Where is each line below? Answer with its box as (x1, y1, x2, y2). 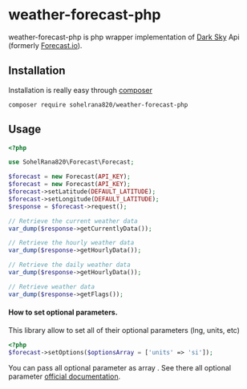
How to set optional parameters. (8, 307, 118, 318)
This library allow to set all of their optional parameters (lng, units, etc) (8, 325, 241, 334)
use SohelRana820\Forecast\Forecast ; (8, 158, 135, 166)
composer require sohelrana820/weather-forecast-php (8, 100, 188, 109)
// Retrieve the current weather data (8, 217, 138, 225)
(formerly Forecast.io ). (8, 40, 83, 50)
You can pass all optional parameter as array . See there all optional (8, 363, 231, 372)
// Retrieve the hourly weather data (8, 239, 135, 247)
